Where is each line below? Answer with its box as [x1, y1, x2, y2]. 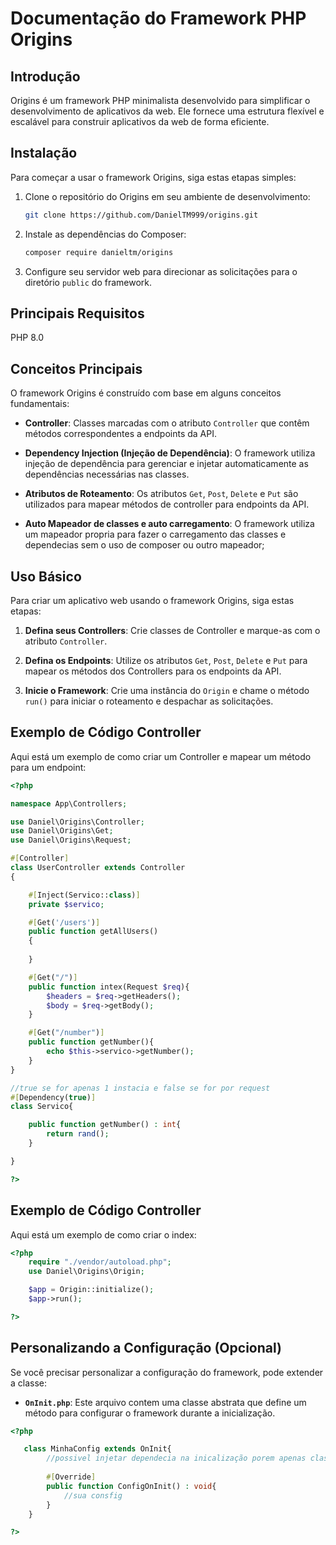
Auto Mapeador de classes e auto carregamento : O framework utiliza [24, 518, 315, 530]
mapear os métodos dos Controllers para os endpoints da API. [24, 665, 282, 677]
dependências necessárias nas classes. [24, 468, 190, 481]
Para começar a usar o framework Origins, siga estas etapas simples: [10, 171, 297, 183]
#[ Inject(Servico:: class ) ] [28, 890, 141, 900]
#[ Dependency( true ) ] [10, 1092, 97, 1102]
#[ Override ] [46, 1472, 97, 1482]
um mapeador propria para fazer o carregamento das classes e [24, 528, 287, 541]
